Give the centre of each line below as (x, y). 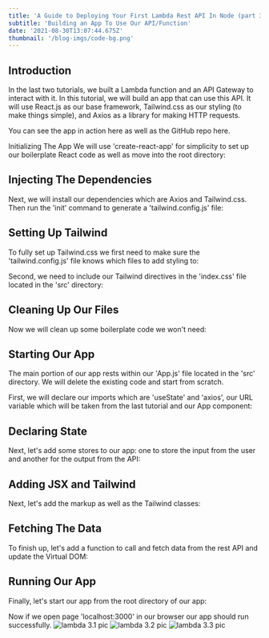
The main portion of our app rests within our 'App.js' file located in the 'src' (132, 374)
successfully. (30, 624)
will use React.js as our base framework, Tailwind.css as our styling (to (125, 107)
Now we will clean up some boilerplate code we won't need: (107, 329)
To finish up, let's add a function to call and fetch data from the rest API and (133, 548)
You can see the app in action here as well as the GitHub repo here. (119, 131)
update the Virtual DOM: (48, 556)
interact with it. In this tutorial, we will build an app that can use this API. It (130, 98)
